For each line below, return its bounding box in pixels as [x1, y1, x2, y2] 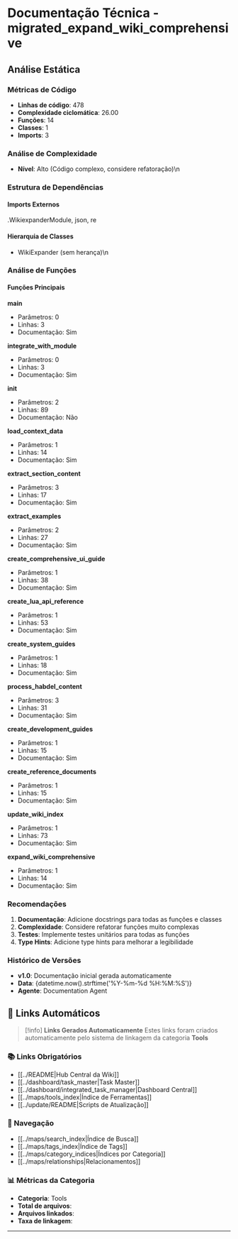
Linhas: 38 [17, 576, 49, 584]
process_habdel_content [7, 682, 83, 690]
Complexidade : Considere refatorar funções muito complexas [17, 923, 200, 931]
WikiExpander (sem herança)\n [17, 248, 109, 256]
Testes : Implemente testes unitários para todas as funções [17, 930, 190, 938]
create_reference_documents [7, 767, 97, 776]
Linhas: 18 [17, 661, 47, 669]
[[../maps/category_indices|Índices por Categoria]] [17, 1150, 166, 1158]
